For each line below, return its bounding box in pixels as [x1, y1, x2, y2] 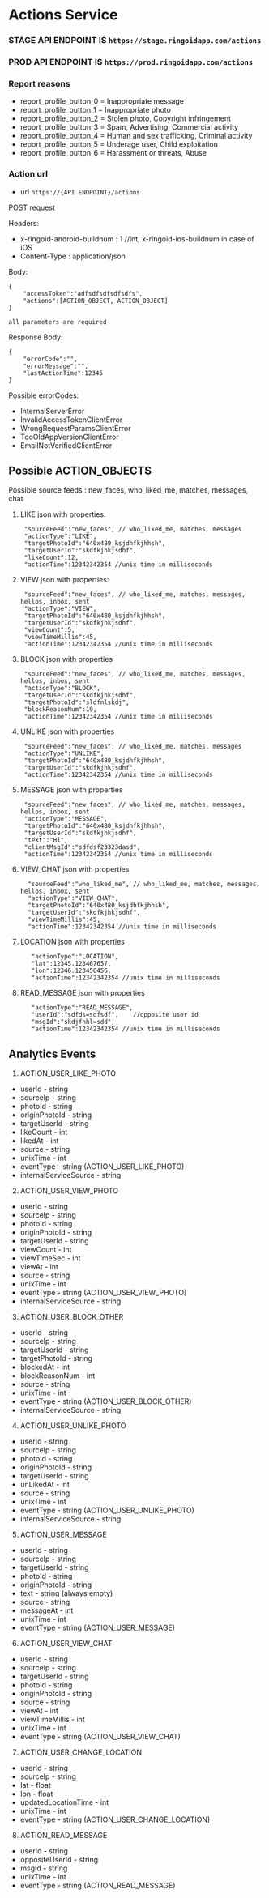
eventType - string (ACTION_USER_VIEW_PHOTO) [19, 1288, 187, 1298]
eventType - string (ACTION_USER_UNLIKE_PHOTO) [19, 1505, 194, 1516]
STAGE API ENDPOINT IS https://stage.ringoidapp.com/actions [8, 35, 262, 46]
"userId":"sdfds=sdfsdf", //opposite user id [31, 1011, 199, 1019]
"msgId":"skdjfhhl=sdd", [31, 1018, 115, 1026]
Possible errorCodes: [8, 390, 79, 400]
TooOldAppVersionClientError [19, 432, 119, 441]
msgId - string [19, 1863, 68, 1873]
